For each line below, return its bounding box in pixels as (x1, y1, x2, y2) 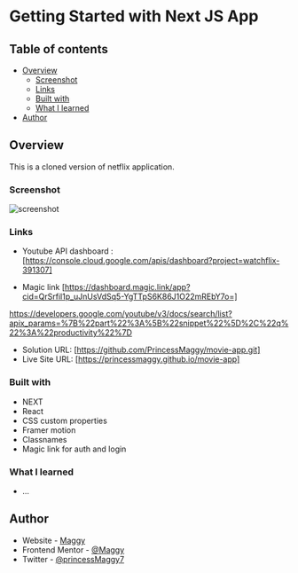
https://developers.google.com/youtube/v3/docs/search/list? (9, 309, 232, 319)
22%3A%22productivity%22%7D (9, 327, 133, 338)
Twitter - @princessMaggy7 (21, 553, 125, 564)
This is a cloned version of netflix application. (9, 161, 175, 172)
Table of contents (9, 42, 108, 57)
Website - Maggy (21, 535, 86, 546)
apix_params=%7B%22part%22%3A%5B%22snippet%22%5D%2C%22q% (9, 318, 289, 329)
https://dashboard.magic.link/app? (65, 282, 191, 293)
